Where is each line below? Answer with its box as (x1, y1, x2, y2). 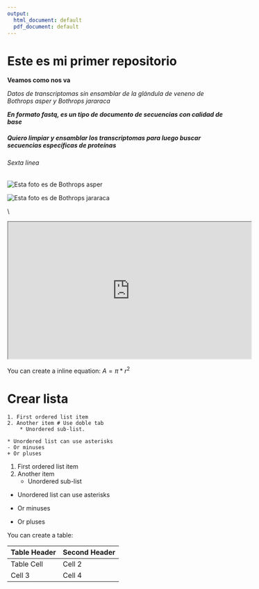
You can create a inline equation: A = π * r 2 (7, 365, 131, 375)
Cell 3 (10, 571, 30, 581)
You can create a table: (7, 531, 74, 540)
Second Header (62, 547, 116, 557)
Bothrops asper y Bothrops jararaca (7, 97, 111, 105)
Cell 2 (62, 559, 82, 569)
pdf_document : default (13, 23, 79, 30)
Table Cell (10, 559, 44, 569)
